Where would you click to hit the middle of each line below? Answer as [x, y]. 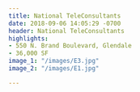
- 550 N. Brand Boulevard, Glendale [70, 46]
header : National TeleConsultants [67, 31]
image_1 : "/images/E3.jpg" [54, 61]
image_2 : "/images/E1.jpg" [54, 69]
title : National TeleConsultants [65, 16]
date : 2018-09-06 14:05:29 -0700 [65, 23]
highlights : [28, 38]
